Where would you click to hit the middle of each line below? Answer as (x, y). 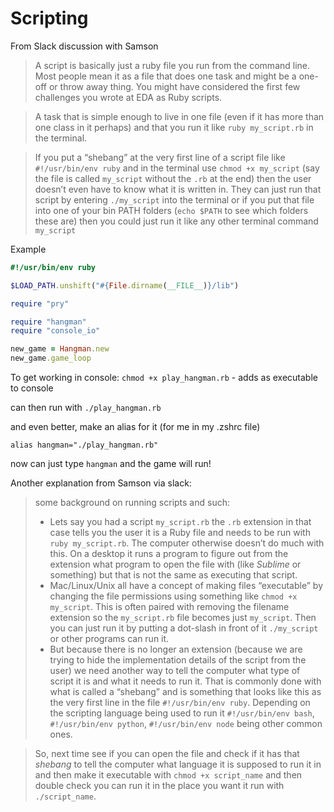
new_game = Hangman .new (60, 349)
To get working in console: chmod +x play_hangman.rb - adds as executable (164, 378)
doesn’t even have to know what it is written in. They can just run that (178, 189)
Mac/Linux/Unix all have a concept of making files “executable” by (186, 586)
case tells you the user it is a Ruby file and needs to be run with (180, 533)
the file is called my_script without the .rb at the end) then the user (173, 178)
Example (28, 249)
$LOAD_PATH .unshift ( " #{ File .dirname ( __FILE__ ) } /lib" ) (125, 285)
